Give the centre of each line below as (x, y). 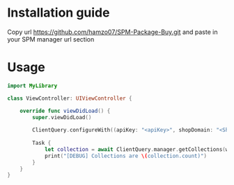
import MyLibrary (32, 86)
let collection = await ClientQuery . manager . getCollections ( (135, 149)
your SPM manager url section (51, 39)
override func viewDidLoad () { (65, 111)
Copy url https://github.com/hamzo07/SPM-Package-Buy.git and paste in (112, 32)
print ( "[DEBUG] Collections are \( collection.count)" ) (126, 156)
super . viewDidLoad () (62, 117)
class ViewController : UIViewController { (70, 98)
